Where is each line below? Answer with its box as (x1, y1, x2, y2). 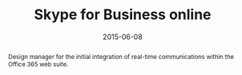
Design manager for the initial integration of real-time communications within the (7, 52, 235, 61)
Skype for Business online (34, 6, 212, 24)
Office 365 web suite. (7, 60, 69, 69)
